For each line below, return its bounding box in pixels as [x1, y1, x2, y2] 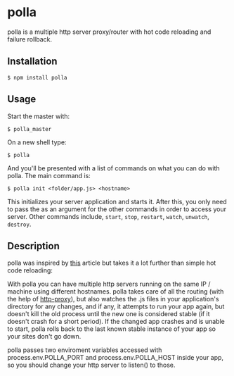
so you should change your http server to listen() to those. [7, 361, 176, 370]
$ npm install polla [7, 74, 68, 81]
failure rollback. [7, 35, 53, 43]
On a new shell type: [7, 138, 67, 146]
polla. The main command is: [7, 171, 91, 180]
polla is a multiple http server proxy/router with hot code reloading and [7, 27, 212, 36]
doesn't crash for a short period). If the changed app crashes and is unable [7, 318, 225, 326]
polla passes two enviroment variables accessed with [7, 346, 162, 354]
